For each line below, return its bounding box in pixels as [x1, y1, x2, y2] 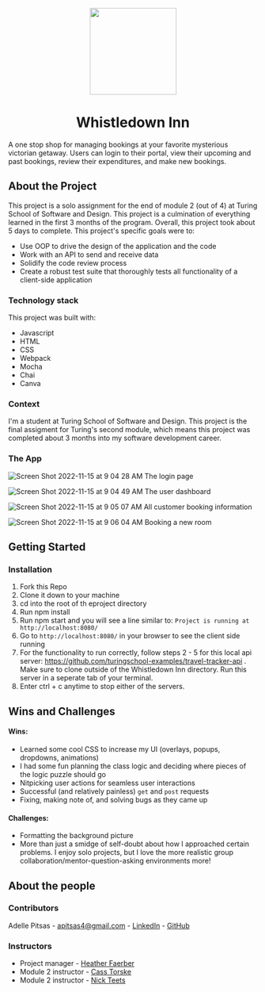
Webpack [19, 354, 51, 363]
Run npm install [19, 607, 70, 617]
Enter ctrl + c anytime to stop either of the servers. [19, 682, 185, 691]
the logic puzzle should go [19, 769, 107, 779]
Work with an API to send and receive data [19, 250, 159, 259]
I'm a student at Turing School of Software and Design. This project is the [8, 416, 248, 426]
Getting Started [8, 540, 86, 554]
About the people [8, 879, 96, 892]
